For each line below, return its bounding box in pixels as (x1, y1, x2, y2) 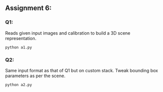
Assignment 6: (5, 4, 52, 12)
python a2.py (5, 82, 32, 87)
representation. (5, 35, 36, 41)
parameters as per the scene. (5, 73, 66, 79)
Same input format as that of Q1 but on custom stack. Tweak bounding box (5, 67, 158, 73)
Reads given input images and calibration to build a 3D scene (5, 30, 131, 36)
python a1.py (5, 45, 32, 50)
